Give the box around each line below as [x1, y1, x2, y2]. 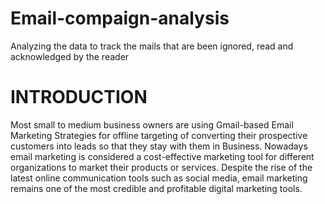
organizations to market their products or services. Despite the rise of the [10, 161, 313, 173]
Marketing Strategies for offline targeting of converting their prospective [10, 129, 308, 141]
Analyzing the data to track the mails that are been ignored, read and [10, 40, 294, 52]
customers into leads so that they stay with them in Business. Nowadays [10, 140, 308, 152]
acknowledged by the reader [10, 50, 130, 62]
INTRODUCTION [10, 86, 148, 109]
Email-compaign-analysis [10, 7, 230, 30]
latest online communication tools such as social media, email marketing [10, 172, 308, 184]
